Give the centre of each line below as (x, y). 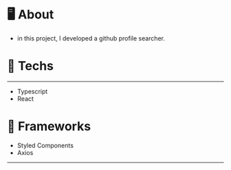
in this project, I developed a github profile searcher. (91, 38)
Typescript (32, 91)
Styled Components (45, 145)
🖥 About (31, 15)
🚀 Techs (30, 66)
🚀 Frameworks (49, 126)
